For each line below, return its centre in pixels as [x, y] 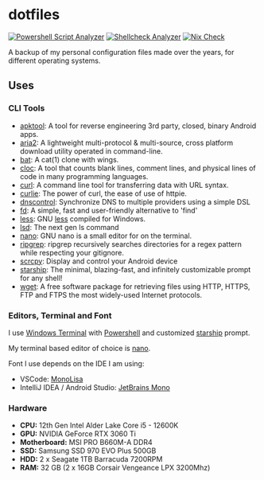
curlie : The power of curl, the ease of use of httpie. [103, 193]
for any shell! [41, 278]
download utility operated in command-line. [91, 151]
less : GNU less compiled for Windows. [82, 219]
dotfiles [34, 15]
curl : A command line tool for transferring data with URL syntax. [124, 185]
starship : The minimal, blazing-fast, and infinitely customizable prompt [135, 269]
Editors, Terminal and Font [60, 315]
